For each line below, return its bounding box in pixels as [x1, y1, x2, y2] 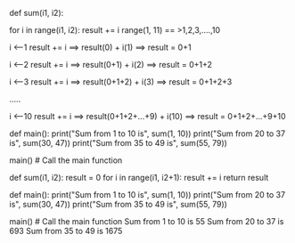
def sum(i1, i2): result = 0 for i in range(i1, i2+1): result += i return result [9, 173, 269, 182]
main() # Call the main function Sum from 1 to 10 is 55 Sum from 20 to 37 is [9, 216, 284, 226]
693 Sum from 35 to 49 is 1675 [9, 226, 123, 236]
